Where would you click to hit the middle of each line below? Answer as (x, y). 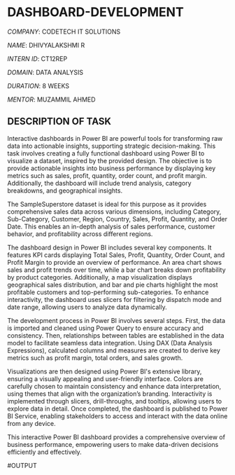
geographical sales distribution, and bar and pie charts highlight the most (113, 284)
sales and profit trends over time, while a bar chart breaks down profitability (116, 270)
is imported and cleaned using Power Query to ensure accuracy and (106, 328)
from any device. (31, 423)
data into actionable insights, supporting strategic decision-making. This (112, 146)
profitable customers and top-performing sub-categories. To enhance (108, 292)
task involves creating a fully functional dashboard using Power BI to (106, 153)
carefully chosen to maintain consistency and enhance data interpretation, (114, 386)
